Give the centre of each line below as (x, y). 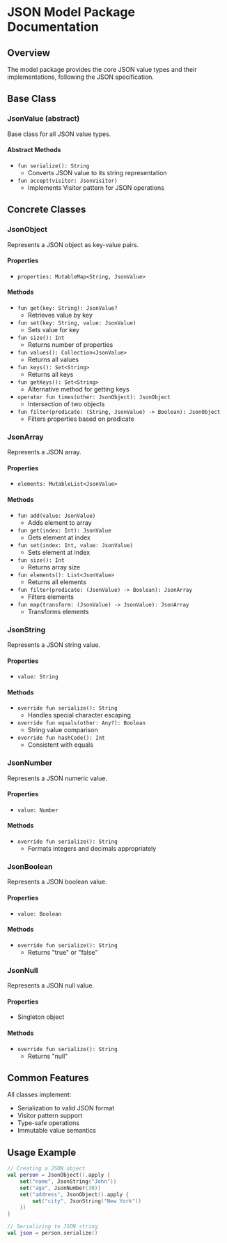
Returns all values (53, 359)
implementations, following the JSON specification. (81, 77)
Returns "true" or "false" (63, 952)
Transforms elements (58, 611)
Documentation (53, 27)
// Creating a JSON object (46, 1169)
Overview (29, 53)
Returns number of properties (70, 344)
